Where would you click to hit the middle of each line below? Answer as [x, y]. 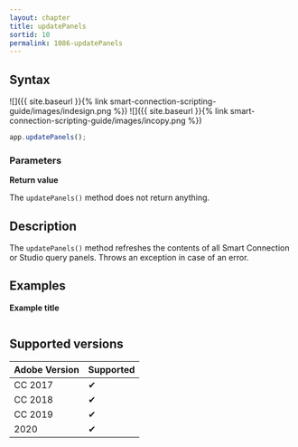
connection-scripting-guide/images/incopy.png [98, 121]
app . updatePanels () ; [48, 138]
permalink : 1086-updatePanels [66, 43]
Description [43, 226]
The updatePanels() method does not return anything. [110, 198]
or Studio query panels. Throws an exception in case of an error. [129, 258]
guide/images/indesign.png [61, 111]
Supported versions [66, 344]
